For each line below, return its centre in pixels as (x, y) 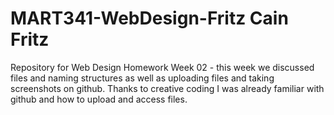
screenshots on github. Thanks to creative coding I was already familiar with (167, 88)
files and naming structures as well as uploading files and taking (142, 78)
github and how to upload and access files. (99, 99)
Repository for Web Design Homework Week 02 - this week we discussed (162, 67)
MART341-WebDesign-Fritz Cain (149, 18)
